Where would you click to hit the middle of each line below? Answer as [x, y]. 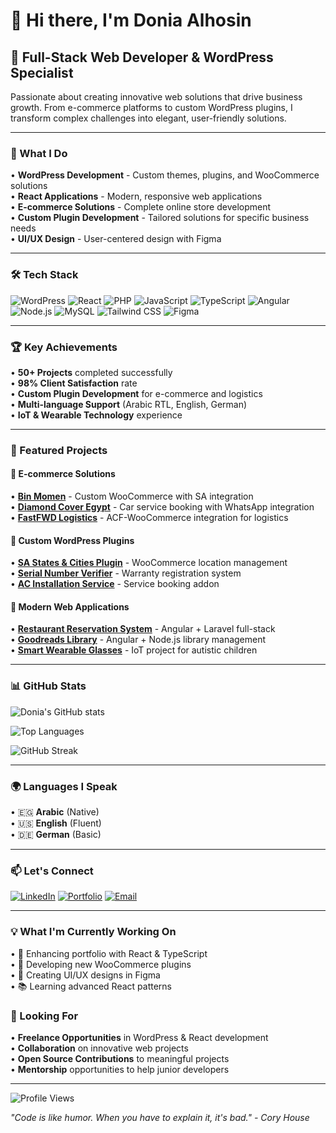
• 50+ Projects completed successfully [91, 372]
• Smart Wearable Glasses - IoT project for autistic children [134, 650]
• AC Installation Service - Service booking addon [115, 584]
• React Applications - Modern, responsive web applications [136, 196]
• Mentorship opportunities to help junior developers [120, 1069]
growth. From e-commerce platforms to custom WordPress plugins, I [151, 107]
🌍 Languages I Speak [64, 786]
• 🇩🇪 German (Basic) [56, 835]
